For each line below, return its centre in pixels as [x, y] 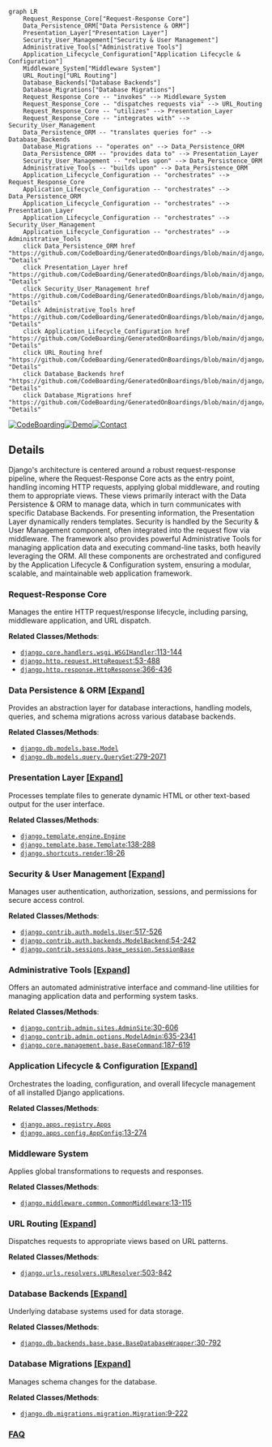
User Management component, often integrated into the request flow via [129, 530]
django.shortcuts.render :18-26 [72, 853]
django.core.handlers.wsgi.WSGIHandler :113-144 [101, 652]
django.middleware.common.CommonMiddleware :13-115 [106, 1203]
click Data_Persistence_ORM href [79, 246]
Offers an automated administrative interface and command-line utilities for [134, 987]
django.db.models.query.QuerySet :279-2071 [93, 757]
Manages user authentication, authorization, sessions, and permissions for [133, 892]
